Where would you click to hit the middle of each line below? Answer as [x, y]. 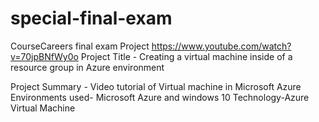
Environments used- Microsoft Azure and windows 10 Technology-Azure [160, 97]
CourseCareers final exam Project [80, 46]
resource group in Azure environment [87, 67]
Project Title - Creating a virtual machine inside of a [186, 56]
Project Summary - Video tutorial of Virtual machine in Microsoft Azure [156, 86]
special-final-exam [91, 18]
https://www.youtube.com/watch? [221, 46]
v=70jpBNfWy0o [44, 56]
